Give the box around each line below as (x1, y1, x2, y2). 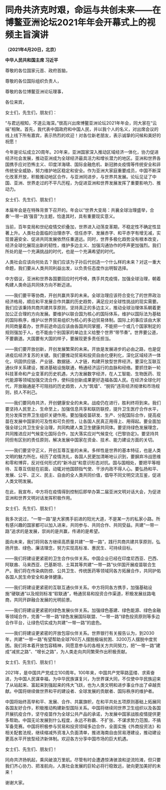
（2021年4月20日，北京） (5, 46, 59, 52)
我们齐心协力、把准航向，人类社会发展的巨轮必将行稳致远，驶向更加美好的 (5, 763, 157, 769)
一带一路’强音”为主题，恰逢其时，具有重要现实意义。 (10, 213, 118, 219)
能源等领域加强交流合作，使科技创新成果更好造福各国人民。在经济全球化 (9, 376, 157, 383)
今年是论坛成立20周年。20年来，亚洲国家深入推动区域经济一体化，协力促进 (5, 149, 159, 155)
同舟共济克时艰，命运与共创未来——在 (5, 4, 162, 16)
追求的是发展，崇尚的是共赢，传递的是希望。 (11, 528, 103, 534)
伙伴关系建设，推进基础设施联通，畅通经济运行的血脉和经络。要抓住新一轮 (9, 364, 161, 371)
